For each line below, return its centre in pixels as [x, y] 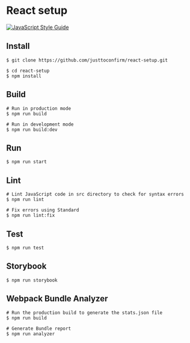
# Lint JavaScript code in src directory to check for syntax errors [95, 194]
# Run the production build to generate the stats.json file [84, 313]
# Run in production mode [38, 108]
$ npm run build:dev [32, 130]
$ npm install [24, 76]
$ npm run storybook [32, 280]
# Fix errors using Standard [43, 210]
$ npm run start [26, 162]
